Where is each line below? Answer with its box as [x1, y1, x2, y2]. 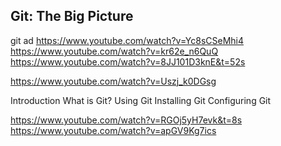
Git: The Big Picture [10, 8, 134, 25]
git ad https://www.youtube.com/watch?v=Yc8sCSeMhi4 [10, 34, 244, 46]
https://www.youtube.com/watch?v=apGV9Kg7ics [10, 124, 217, 136]
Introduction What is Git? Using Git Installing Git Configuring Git [10, 94, 272, 106]
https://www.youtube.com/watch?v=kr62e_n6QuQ [10, 45, 219, 57]
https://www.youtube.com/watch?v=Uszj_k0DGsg [10, 75, 217, 87]
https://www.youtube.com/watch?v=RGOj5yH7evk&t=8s [10, 114, 243, 126]
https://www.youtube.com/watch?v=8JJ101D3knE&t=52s [10, 55, 246, 68]
